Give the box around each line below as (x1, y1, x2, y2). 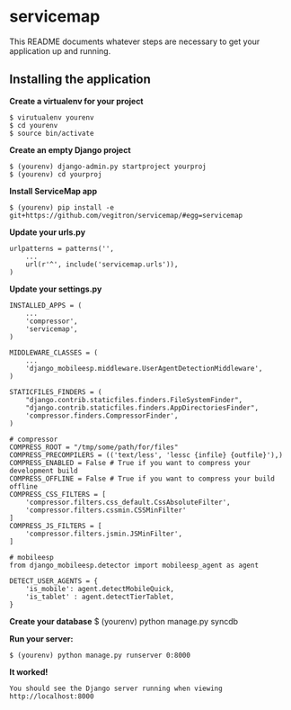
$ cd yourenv (9, 121, 58, 130)
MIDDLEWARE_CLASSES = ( (9, 348, 99, 357)
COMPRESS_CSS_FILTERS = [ (9, 490, 106, 499)
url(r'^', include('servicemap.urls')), (25, 259, 179, 269)
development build (9, 466, 78, 475)
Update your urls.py (9, 227, 86, 238)
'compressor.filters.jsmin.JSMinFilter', (25, 529, 182, 538)
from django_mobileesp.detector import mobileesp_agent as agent (9, 561, 259, 570)
